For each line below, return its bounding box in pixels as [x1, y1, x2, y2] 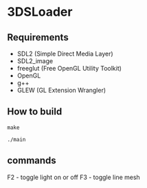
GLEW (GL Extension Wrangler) [16, 86, 106, 94]
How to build [7, 106, 63, 117]
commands [7, 155, 56, 167]
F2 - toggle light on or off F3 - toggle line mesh [7, 173, 141, 181]
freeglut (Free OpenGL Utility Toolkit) [16, 64, 122, 72]
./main [7, 136, 26, 143]
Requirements [7, 32, 69, 43]
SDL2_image [16, 57, 54, 65]
